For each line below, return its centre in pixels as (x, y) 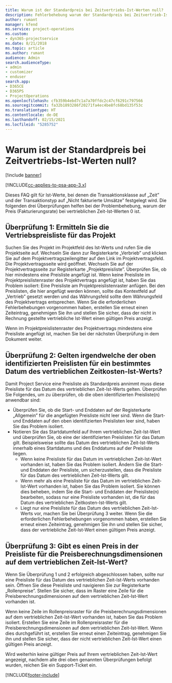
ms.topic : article (25, 48)
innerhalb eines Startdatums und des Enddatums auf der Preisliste (82, 448)
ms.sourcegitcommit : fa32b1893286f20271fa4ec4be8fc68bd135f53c (74, 106)
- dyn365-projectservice (32, 39)
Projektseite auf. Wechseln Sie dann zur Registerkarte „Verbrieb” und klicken (86, 253)
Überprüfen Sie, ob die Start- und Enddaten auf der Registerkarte (82, 410)
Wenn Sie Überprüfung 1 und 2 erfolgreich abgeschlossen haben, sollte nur (85, 574)
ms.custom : (17, 34)
